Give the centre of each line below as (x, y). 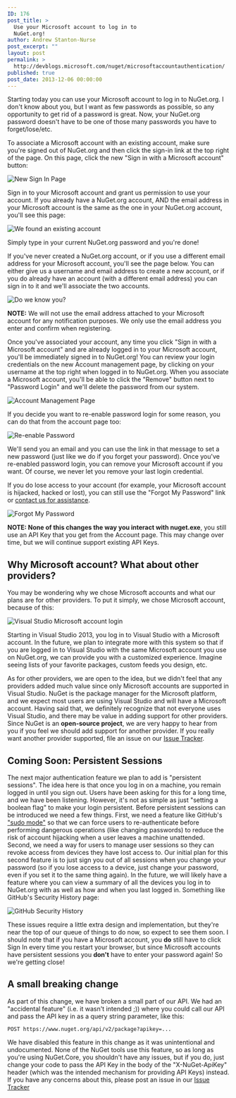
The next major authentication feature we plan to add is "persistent (104, 777)
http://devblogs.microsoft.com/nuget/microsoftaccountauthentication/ (119, 66)
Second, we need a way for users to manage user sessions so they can (111, 845)
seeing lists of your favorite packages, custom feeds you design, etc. (107, 665)
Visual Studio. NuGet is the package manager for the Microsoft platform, (112, 693)
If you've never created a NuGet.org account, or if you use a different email (116, 256)
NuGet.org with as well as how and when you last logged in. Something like (116, 890)
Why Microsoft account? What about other (103, 565)
